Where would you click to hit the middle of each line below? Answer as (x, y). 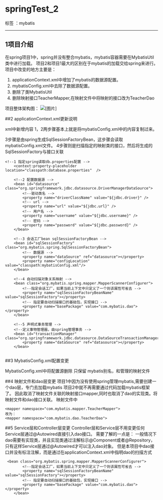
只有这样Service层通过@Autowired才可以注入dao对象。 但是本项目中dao (78, 446)
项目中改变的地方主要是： (31, 69)
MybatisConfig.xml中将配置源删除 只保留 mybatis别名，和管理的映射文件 (78, 371)
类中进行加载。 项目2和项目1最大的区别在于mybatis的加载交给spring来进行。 (81, 63)
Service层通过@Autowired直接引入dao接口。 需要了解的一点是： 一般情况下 (81, 434)
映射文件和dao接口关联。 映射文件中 (41, 399)
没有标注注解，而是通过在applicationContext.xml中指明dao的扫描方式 (83, 452)
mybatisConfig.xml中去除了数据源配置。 (52, 86)
